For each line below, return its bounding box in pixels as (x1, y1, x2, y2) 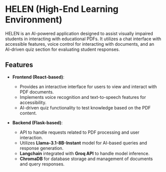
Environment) (5, 14, 63, 25)
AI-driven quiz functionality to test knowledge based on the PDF (19, 104, 151, 110)
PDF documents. (19, 88, 54, 95)
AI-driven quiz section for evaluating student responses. (5, 46, 120, 52)
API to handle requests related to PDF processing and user (19, 129, 140, 135)
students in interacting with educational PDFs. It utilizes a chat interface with (5, 36, 162, 42)
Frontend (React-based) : (12, 74, 64, 80)
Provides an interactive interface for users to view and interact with (19, 84, 157, 89)
